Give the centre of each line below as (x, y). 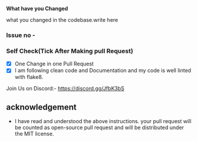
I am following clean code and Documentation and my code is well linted (103, 71)
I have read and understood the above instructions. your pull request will (103, 121)
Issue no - (21, 35)
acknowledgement (41, 107)
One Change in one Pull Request (54, 64)
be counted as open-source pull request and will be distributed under (99, 128)
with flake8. (29, 77)
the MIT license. (34, 134)
